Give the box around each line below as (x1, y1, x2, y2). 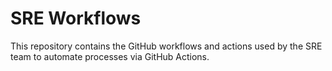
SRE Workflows (10, 7, 142, 30)
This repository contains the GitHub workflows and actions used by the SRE (10, 40, 323, 52)
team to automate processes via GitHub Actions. (10, 50, 210, 62)
